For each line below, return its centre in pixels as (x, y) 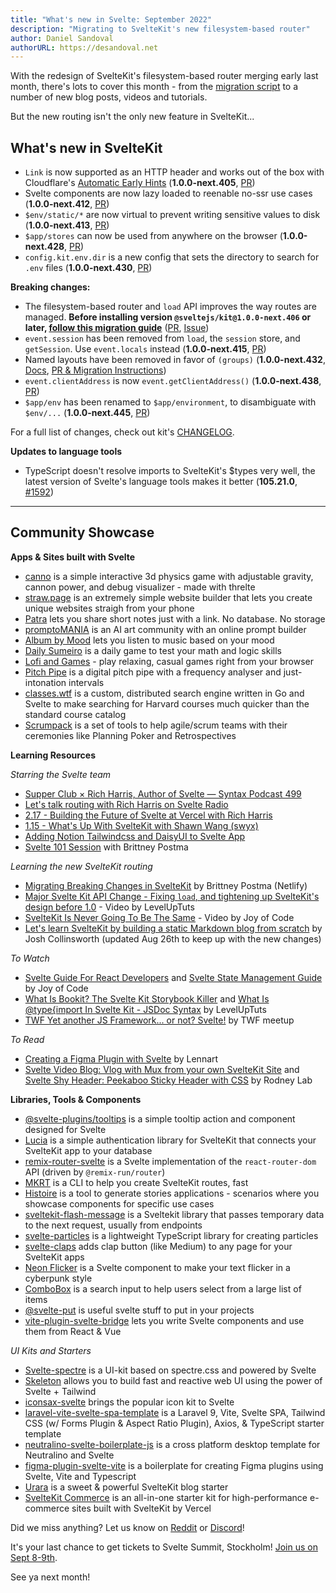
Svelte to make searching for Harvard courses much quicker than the (167, 703)
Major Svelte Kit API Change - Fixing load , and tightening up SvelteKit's (172, 896)
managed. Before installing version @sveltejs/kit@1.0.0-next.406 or (168, 317)
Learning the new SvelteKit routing (81, 866)
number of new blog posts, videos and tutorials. (109, 97)
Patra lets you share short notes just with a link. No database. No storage (175, 618)
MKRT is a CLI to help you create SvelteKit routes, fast (136, 1182)
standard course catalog (75, 714)
